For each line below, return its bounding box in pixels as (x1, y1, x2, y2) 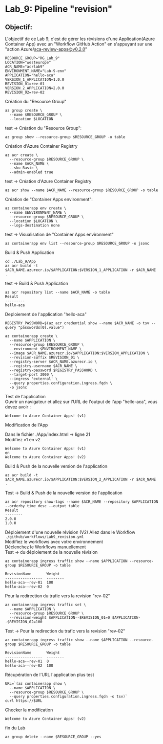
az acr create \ (5, 153, 38, 158)
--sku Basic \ (9, 165, 38, 170)
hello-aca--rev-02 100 (5, 663, 54, 668)
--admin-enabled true (9, 170, 54, 175)
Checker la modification (5, 707, 53, 713)
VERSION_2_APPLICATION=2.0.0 (5, 86, 64, 90)
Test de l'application (5, 394, 46, 399)
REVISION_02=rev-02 (5, 90, 45, 95)
